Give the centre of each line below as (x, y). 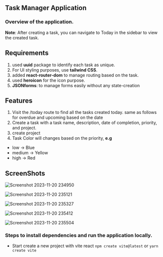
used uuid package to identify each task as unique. (63, 65)
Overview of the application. (39, 22)
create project (26, 133)
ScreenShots (25, 173)
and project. (24, 128)
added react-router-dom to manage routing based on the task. (75, 75)
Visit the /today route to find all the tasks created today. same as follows (84, 112)
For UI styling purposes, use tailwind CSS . (55, 70)
